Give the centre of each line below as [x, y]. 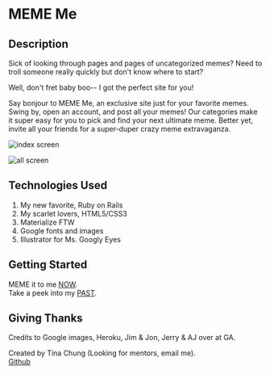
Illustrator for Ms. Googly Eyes [70, 239]
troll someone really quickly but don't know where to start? [106, 72]
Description [38, 44]
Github [19, 362]
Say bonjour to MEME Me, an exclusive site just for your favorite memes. [129, 103]
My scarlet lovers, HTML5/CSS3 [73, 213]
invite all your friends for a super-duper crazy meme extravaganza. [120, 129]
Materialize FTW [47, 222]
